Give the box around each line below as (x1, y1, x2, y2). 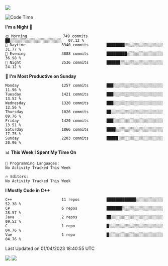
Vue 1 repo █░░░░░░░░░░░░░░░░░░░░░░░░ (5, 232, 163, 237)
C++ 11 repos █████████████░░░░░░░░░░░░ (5, 197, 163, 202)
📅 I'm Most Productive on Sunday (5, 73, 76, 79)
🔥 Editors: (5, 174, 29, 179)
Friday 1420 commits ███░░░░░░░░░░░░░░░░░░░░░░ (5, 118, 163, 123)
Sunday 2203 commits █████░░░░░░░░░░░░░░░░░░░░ (5, 136, 163, 141)
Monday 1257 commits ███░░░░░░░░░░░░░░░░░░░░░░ (5, 83, 163, 88)
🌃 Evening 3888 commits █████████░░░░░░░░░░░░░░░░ (5, 51, 163, 56)
